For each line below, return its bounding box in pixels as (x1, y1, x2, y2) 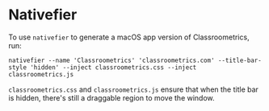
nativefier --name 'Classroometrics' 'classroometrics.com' (8, 56, 216, 64)
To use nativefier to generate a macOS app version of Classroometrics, (8, 32, 250, 42)
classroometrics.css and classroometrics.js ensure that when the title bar (8, 84, 258, 94)
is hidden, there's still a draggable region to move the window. (8, 92, 216, 102)
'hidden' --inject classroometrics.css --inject (29, 63, 197, 72)
